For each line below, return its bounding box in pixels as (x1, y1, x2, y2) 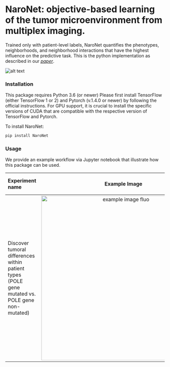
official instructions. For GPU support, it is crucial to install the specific (5, 103, 152, 109)
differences (8, 252, 35, 260)
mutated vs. (8, 290, 36, 298)
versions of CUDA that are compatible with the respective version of (5, 108, 148, 115)
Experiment (8, 177, 36, 185)
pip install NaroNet (5, 133, 49, 138)
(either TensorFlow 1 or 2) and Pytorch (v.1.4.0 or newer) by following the (5, 97, 157, 103)
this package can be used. (5, 162, 61, 168)
